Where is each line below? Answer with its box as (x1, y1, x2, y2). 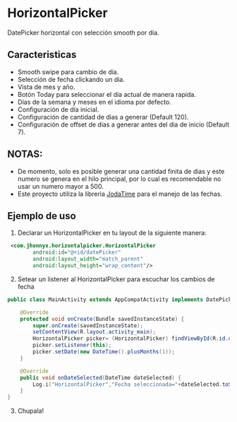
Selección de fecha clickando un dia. (17, 75, 126, 83)
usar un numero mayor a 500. (17, 182, 104, 190)
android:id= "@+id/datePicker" (32, 249, 121, 256)
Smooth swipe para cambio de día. (17, 67, 119, 76)
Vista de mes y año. (17, 83, 75, 91)
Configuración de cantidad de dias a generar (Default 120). (17, 112, 189, 121)
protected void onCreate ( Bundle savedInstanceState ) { (20, 315, 185, 322)
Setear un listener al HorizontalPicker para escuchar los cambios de (17, 274, 215, 283)
